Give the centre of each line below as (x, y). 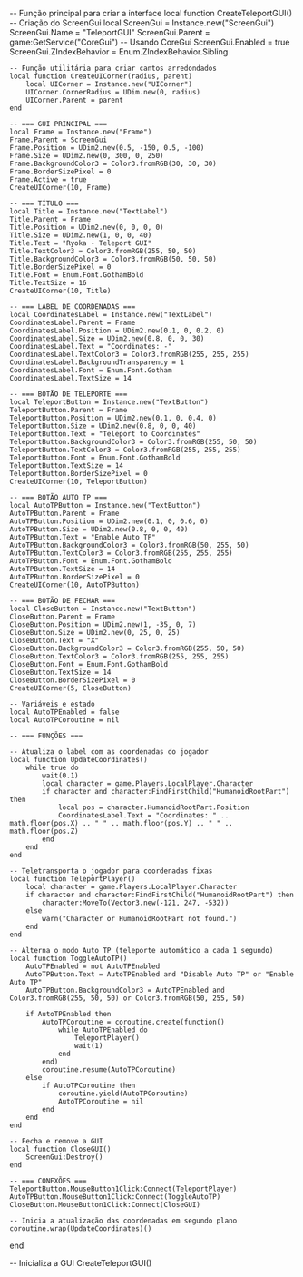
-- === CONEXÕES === (49, 1181)
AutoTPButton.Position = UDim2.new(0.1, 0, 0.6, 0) (109, 521)
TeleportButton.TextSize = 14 (67, 466)
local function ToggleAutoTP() (68, 958)
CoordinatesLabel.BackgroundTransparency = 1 (97, 362)
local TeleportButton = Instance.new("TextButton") (109, 402)
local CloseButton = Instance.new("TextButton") (103, 609)
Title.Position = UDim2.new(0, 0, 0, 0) (87, 227)
